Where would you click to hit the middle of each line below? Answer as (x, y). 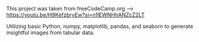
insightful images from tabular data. (50, 33)
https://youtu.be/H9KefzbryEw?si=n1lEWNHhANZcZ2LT (75, 15)
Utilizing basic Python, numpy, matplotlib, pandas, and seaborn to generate (100, 26)
